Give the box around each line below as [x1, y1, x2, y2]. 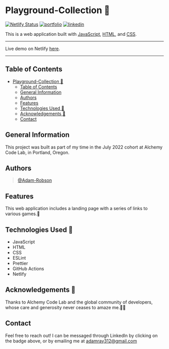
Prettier [12, 260, 28, 266]
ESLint [12, 255, 26, 261]
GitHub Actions [12, 266, 44, 272]
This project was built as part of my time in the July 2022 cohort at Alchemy [5, 144, 162, 150]
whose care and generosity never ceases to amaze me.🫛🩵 [5, 304, 126, 310]
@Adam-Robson [17, 177, 52, 183]
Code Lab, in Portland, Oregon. [5, 149, 69, 156]
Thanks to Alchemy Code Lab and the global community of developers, [5, 299, 153, 305]
